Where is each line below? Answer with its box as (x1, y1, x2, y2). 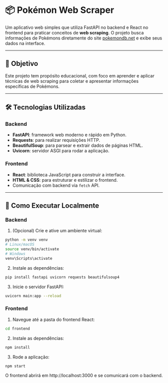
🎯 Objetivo (5, 59, 38, 68)
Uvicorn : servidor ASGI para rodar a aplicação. (12, 148, 109, 154)
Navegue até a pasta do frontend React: (12, 316, 95, 323)
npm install (5, 345, 30, 350)
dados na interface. (5, 40, 45, 46)
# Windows (5, 251, 26, 257)
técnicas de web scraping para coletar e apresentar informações (5, 78, 139, 84)
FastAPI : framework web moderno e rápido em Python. (12, 132, 126, 138)
